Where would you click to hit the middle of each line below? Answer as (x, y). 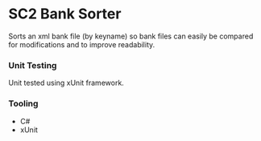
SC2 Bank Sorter (65, 14)
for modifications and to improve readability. (82, 44)
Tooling (23, 103)
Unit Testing (33, 65)
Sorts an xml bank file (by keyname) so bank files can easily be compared (131, 36)
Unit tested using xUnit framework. (66, 83)
